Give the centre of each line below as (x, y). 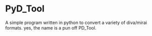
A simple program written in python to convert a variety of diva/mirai (76, 22)
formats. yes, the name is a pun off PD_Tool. (51, 27)
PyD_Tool (25, 9)
